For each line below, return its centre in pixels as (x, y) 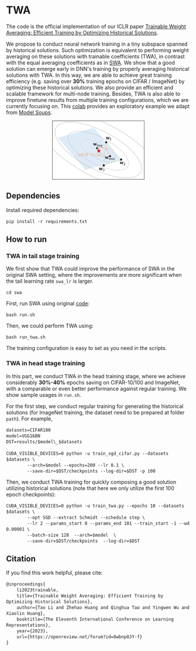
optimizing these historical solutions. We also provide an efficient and (90, 87)
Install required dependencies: (43, 210)
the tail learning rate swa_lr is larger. (50, 281)
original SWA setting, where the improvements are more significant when (94, 275)
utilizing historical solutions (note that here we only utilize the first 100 (90, 488)
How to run (27, 239)
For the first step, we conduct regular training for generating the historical (95, 406)
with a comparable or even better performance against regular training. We (97, 388)
